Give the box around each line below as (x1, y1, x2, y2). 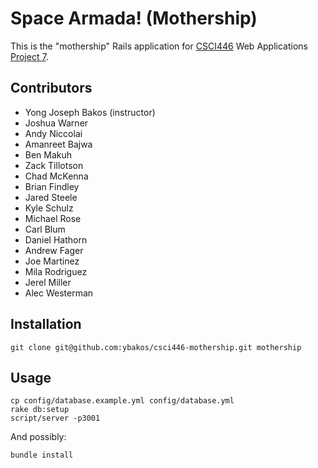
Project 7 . (10, 50, 49, 62)
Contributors (10, 80, 93, 97)
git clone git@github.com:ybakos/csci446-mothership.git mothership (10, 342, 302, 352)
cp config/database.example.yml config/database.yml (10, 396, 235, 406)
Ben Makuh (24, 148, 73, 161)
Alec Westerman (24, 287, 94, 299)
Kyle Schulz (24, 202, 74, 214)
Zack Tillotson (24, 159, 84, 171)
